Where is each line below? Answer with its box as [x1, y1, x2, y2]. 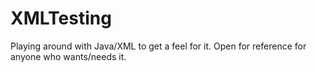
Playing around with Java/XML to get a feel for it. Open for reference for [10, 40, 307, 52]
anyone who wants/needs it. [10, 50, 127, 62]
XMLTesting [10, 7, 112, 30]
